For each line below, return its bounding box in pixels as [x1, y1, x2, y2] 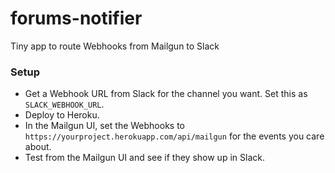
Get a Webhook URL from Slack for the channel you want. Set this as [24, 88, 308, 100]
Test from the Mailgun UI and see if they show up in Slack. [24, 152, 265, 164]
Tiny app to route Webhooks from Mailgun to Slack [10, 40, 220, 52]
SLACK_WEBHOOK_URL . [24, 98, 105, 111]
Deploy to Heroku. [24, 109, 100, 121]
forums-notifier [10, 7, 143, 30]
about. [24, 141, 52, 153]
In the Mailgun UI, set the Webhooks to [24, 120, 185, 132]
